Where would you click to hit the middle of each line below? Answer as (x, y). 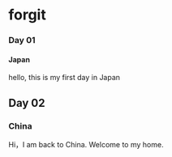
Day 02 (27, 103)
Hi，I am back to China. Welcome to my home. (86, 144)
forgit (27, 15)
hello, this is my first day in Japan (64, 78)
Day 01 (22, 40)
